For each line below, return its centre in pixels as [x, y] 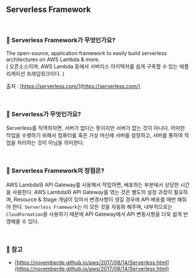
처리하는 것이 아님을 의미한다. [50, 143]
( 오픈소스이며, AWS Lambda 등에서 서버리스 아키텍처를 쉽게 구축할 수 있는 [92, 66]
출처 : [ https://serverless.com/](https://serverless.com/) [73, 86]
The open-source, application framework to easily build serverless [87, 53]
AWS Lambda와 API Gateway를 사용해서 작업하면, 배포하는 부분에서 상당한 [92, 185]
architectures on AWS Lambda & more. [53, 60]
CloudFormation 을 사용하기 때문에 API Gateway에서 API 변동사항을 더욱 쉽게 [94, 214]
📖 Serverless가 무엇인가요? [44, 114]
